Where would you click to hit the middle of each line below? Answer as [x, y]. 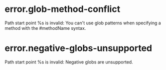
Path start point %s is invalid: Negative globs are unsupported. [69, 62]
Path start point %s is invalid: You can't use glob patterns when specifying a [83, 23]
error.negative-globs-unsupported [79, 48]
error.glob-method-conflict [63, 9]
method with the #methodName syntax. [45, 28]
